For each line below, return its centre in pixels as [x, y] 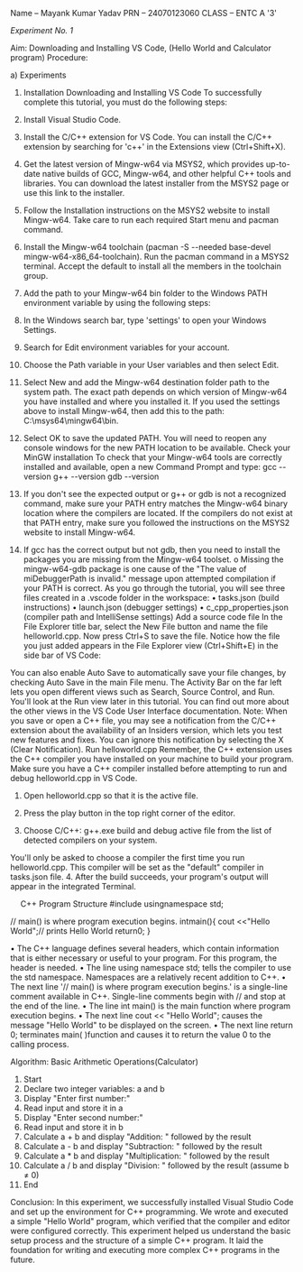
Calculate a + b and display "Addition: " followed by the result [137, 1137]
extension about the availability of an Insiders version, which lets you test [146, 730]
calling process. [40, 1044]
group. [36, 276]
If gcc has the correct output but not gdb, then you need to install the [151, 550]
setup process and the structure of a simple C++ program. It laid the [137, 1240]
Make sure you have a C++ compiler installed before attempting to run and [149, 769]
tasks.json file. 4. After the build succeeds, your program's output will [139, 877]
